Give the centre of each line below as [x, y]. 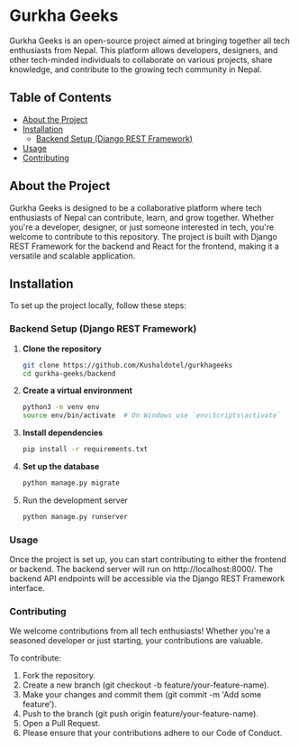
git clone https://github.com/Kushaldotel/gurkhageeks [127, 365]
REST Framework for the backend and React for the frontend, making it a [144, 246]
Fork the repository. [59, 676]
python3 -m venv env [61, 407]
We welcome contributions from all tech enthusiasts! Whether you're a [140, 631]
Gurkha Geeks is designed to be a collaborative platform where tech [136, 207]
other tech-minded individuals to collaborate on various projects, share [141, 59]
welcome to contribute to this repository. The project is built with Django [143, 236]
